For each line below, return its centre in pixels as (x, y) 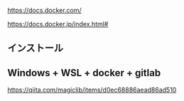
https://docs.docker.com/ (44, 10)
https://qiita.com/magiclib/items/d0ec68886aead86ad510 (92, 90)
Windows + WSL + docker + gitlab (84, 73)
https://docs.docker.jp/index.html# (58, 24)
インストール (36, 48)
